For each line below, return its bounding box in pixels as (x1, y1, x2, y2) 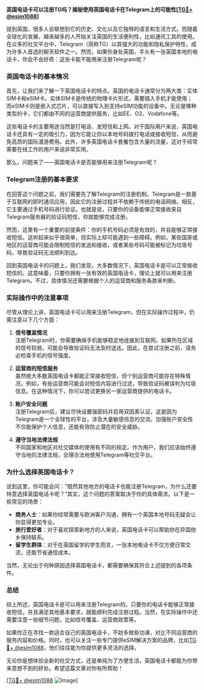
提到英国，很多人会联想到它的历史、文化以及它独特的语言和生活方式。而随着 (6, 26, 198, 32)
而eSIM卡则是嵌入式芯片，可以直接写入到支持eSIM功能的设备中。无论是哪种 (6, 103, 197, 110)
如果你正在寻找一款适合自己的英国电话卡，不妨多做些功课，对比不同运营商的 (6, 629, 198, 637)
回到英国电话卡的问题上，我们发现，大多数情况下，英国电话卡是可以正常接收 (6, 261, 198, 269)
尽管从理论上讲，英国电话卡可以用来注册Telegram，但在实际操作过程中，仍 (6, 308, 195, 315)
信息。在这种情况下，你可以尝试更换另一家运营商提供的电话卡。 (15, 387, 175, 394)
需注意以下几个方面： (6, 316, 59, 323)
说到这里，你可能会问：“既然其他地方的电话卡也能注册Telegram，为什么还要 (6, 483, 197, 490)
